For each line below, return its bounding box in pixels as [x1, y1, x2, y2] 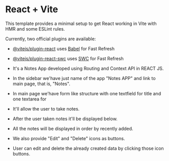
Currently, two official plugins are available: [5, 36, 96, 42]
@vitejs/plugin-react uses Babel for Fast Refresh [12, 45, 115, 51]
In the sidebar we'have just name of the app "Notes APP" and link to [12, 75, 156, 81]
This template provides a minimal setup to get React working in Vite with [5, 20, 157, 26]
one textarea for [12, 96, 47, 102]
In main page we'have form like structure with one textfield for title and [12, 90, 161, 96]
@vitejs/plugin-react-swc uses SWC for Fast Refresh [12, 55, 124, 62]
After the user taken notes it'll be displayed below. [12, 116, 118, 122]
